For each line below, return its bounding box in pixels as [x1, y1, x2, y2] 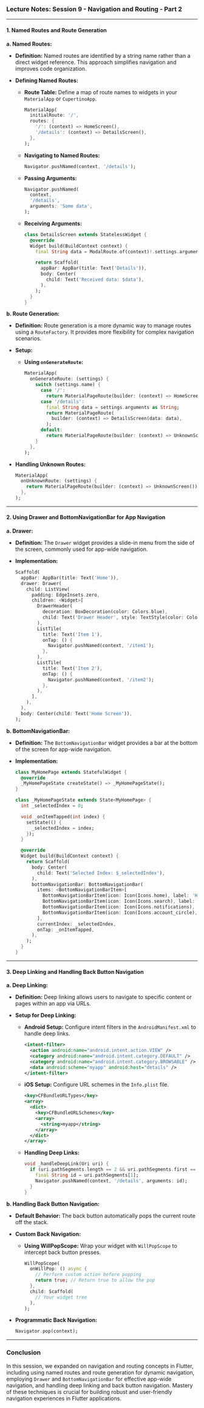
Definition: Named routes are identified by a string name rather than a [15, 52, 191, 59]
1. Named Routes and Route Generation [6, 26, 107, 33]
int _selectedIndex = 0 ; [21, 803, 84, 809]
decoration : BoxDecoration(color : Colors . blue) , [42, 609, 168, 615]
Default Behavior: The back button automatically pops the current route [15, 1212, 195, 1219]
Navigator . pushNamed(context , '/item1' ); [47, 643, 154, 649]
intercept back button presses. [24, 1249, 101, 1256]
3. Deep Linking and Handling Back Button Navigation [6, 968, 144, 975]
